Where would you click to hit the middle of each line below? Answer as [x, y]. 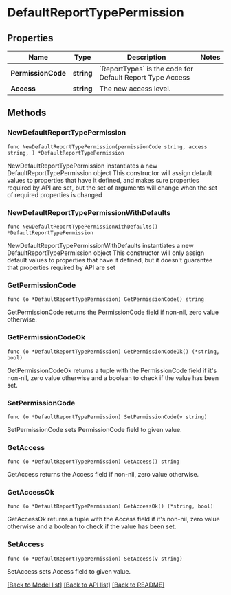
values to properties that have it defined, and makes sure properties [103, 180]
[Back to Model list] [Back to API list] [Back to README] [86, 585]
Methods [27, 113]
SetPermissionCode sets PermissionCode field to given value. [95, 429]
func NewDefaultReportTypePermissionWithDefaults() [82, 227]
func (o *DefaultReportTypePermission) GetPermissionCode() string [106, 300]
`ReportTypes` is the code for [146, 69]
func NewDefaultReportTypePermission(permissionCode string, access [107, 147]
